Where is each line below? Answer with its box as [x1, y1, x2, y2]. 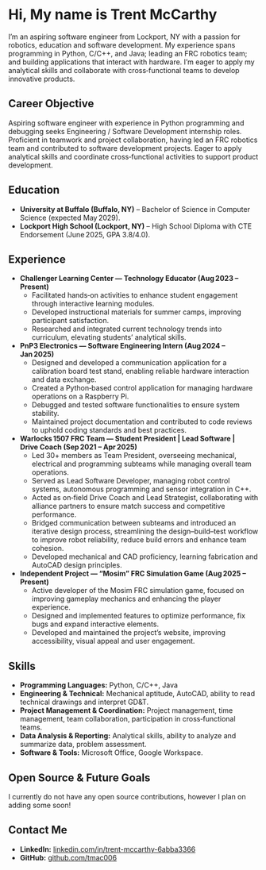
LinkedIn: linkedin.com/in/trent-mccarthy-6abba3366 [19, 844, 196, 854]
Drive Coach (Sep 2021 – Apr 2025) [19, 442, 137, 452]
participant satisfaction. [31, 316, 110, 325]
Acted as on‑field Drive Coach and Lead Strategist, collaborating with [31, 493, 259, 502]
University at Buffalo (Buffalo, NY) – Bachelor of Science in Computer [19, 204, 250, 214]
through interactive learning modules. [31, 299, 155, 309]
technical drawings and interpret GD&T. [19, 697, 149, 707]
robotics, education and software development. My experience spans [8, 40, 236, 49]
